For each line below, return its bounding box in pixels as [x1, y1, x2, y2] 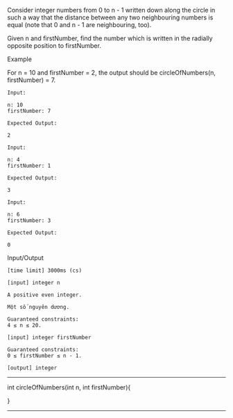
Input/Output [7, 254, 44, 262]
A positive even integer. [7, 291, 82, 298]
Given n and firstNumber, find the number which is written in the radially [7, 34, 213, 42]
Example [7, 55, 33, 63]
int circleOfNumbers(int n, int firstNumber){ [7, 383, 131, 392]
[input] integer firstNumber [7, 334, 92, 341]
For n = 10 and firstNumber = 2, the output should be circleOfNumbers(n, [7, 69, 216, 77]
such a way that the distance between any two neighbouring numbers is [7, 13, 214, 22]
